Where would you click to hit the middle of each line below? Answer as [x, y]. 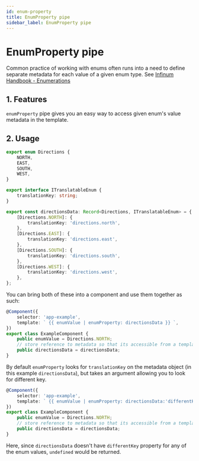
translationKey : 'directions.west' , [73, 272]
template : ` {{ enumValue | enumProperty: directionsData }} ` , [98, 323]
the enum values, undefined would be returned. [64, 452]
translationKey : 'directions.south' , [74, 256]
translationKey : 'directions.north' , [74, 223]
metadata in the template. [37, 120]
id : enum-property [29, 12]
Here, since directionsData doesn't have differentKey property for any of [96, 445]
